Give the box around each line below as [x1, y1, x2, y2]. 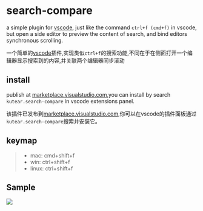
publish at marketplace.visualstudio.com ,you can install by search [6, 91, 171, 98]
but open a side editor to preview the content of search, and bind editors [6, 30, 188, 37]
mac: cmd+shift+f [30, 151, 75, 159]
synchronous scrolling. [6, 36, 64, 44]
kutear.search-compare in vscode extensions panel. [6, 97, 135, 105]
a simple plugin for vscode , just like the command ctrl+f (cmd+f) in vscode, [6, 24, 197, 31]
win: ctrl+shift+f [30, 158, 70, 165]
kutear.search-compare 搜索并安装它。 [6, 117, 101, 125]
